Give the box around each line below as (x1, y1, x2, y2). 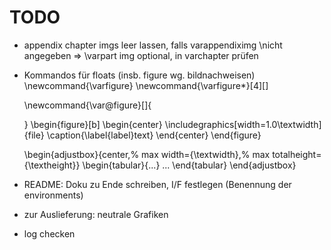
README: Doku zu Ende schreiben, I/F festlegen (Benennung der (23, 178, 292, 190)
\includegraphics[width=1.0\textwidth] (164, 118, 322, 130)
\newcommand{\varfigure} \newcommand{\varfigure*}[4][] (23, 79, 269, 91)
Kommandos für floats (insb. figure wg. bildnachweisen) (23, 69, 256, 81)
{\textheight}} (23, 159, 81, 171)
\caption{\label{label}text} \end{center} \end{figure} (46, 129, 262, 141)
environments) (23, 189, 84, 201)
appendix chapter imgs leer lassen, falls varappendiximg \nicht (23, 39, 283, 51)
